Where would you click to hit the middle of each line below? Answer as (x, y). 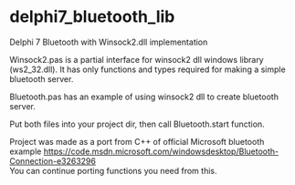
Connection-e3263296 (53, 160)
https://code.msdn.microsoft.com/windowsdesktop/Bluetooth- (161, 151)
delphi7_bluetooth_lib (92, 17)
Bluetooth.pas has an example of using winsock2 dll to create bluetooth (144, 97)
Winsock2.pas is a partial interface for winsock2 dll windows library (137, 59)
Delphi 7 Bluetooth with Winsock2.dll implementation (109, 42)
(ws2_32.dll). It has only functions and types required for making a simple (147, 69)
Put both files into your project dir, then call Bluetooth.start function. (137, 124)
